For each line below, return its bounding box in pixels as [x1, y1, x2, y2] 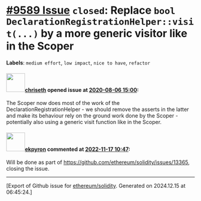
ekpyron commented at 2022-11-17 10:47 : [25, 146, 130, 153]
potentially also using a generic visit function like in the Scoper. [6, 119, 162, 126]
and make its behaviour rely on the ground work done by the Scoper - [6, 112, 178, 119]
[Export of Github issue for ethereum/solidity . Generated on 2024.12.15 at [6, 183, 186, 190]
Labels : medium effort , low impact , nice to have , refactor [6, 59, 151, 66]
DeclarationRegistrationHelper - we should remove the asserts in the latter [6, 106, 190, 113]
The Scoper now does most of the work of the [6, 100, 120, 107]
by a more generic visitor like [41, 27, 187, 41]
